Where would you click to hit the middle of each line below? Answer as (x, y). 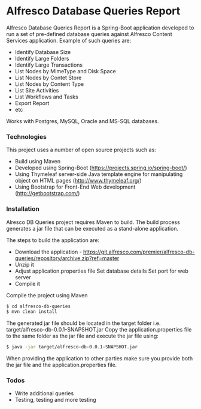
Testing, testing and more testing (56, 400)
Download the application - (48, 252)
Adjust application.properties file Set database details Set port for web (101, 271)
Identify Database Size (43, 52)
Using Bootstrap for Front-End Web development (75, 187)
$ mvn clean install (32, 312)
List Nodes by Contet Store (48, 77)
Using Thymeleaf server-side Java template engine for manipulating (99, 174)
